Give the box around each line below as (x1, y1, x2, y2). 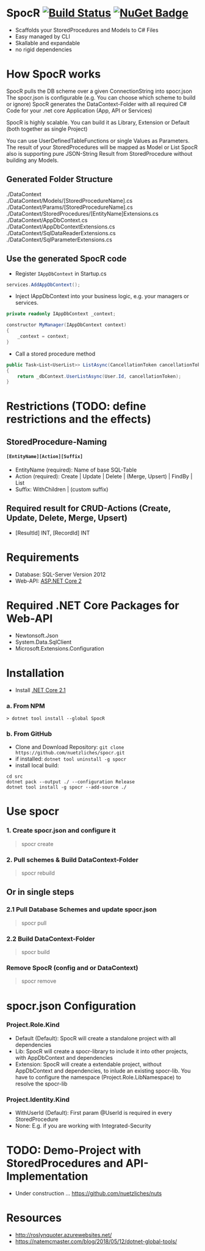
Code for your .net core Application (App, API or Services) (6, 107, 153, 114)
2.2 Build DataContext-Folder (6, 935, 95, 943)
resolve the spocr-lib (15, 1080, 68, 1087)
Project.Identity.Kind (6, 1095, 70, 1104)
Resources (6, 1211, 62, 1225)
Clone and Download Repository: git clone (15, 743, 124, 751)
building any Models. (6, 156, 59, 164)
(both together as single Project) (6, 125, 88, 133)
